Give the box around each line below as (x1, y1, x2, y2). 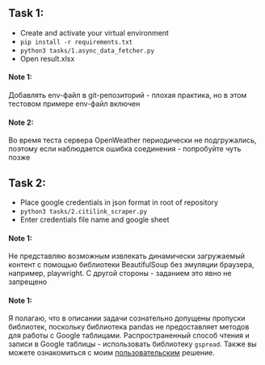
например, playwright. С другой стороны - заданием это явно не (8, 269, 232, 278)
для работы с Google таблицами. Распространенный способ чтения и (8, 331, 250, 341)
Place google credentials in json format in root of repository (19, 197, 219, 207)
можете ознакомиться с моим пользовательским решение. (8, 348, 216, 358)
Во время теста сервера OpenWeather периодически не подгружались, (8, 135, 257, 145)
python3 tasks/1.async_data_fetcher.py (19, 46, 155, 55)
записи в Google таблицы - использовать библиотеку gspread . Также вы (8, 339, 257, 349)
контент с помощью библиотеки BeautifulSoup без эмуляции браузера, (8, 260, 254, 270)
